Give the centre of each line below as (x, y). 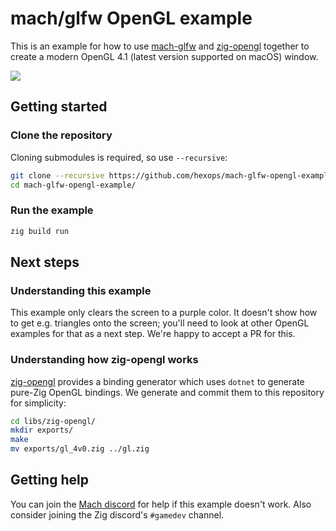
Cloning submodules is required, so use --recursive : (119, 157)
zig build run (40, 231)
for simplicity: (38, 403)
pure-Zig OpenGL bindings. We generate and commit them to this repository (167, 392)
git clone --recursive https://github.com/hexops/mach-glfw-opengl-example (171, 175)
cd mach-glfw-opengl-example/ (73, 185)
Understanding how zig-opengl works (104, 360)
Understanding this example (81, 290)
